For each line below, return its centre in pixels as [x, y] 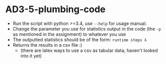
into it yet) [31, 56]
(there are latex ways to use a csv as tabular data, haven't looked [89, 50]
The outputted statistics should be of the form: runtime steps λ [80, 40]
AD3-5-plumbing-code [56, 9]
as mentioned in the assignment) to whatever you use [69, 34]
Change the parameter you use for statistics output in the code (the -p [87, 28]
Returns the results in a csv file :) [47, 45]
